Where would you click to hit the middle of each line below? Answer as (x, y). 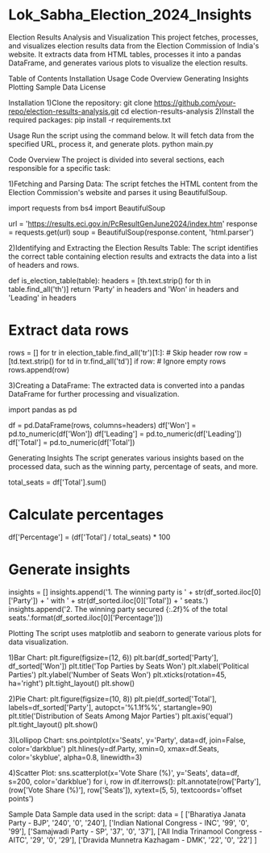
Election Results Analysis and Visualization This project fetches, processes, (133, 37)
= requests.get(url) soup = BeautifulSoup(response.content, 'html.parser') (131, 232)
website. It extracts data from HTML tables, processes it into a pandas (125, 54)
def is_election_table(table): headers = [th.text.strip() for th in (110, 281)
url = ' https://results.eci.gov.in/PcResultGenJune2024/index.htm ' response (133, 223)
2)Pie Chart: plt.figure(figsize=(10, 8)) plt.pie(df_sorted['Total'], (113, 698)
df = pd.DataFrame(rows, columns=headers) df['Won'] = (102, 425)
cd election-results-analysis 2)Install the (187, 111)
